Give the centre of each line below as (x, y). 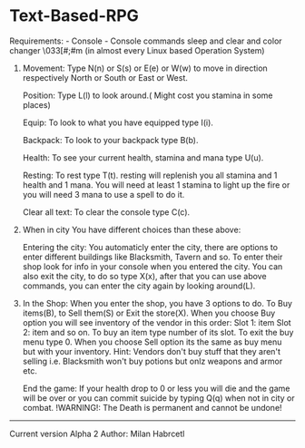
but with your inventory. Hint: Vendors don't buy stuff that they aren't (152, 351)
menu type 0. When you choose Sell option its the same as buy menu (152, 342)
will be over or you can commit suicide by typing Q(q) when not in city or (158, 398)
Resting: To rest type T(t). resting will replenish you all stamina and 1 (150, 175)
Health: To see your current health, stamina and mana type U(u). (143, 157)
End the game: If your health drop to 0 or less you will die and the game (156, 388)
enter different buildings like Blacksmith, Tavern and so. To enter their (152, 257)
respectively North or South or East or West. (105, 77)
